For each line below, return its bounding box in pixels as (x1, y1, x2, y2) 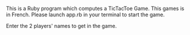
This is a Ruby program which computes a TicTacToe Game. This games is (6, 5, 185, 12)
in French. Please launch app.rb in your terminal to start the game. (6, 11, 165, 18)
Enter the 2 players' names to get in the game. (6, 23, 117, 29)
